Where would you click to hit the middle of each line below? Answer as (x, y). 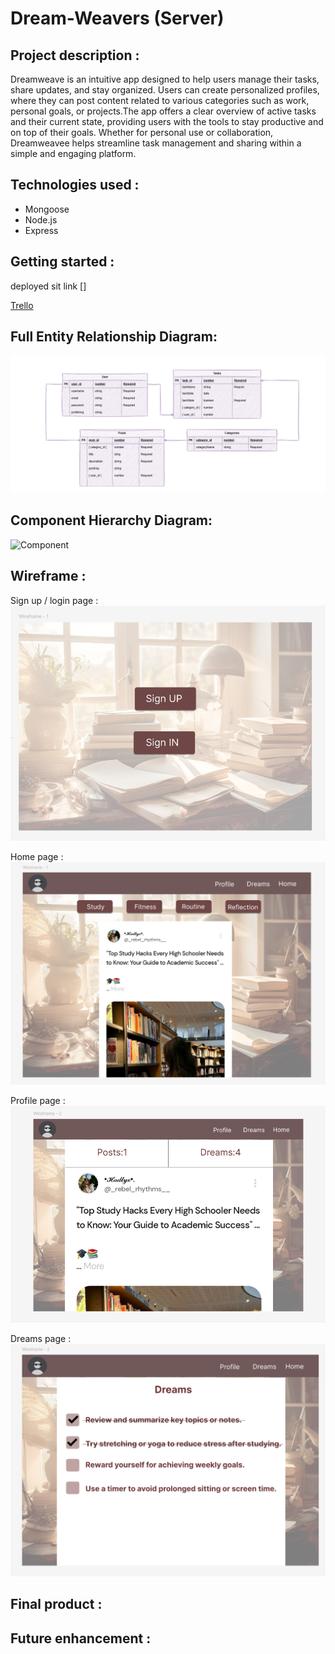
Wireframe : (48, 576)
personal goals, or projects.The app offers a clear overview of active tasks (163, 111)
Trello (22, 305)
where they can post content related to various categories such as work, (160, 100)
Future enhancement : (81, 1638)
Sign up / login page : (54, 600)
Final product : (56, 1604)
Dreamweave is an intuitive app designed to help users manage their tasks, (165, 79)
